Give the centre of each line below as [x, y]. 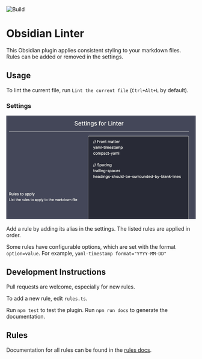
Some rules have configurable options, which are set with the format [91, 246]
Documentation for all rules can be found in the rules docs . [79, 350]
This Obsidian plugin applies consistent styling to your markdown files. [94, 50]
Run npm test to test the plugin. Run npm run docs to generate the [87, 310]
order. [14, 235]
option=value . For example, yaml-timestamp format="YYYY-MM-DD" [87, 253]
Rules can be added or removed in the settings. [65, 57]
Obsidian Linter [45, 34]
